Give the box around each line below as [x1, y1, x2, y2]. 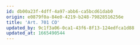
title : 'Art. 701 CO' [6, 19, 60, 25]
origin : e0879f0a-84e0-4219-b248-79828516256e [6, 14, 124, 20]
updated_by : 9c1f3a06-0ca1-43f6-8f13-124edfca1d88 [6, 25, 135, 31]
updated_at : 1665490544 [6, 30, 66, 36]
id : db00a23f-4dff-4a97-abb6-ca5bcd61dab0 [6, 8, 113, 15]
